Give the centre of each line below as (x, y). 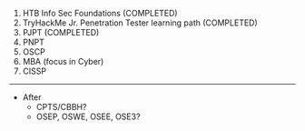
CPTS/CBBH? (61, 107)
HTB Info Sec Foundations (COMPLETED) (100, 13)
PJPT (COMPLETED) (61, 32)
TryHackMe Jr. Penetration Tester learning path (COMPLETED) (140, 23)
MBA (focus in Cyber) (63, 61)
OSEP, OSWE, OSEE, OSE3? (88, 116)
